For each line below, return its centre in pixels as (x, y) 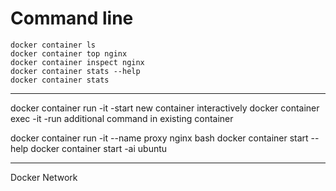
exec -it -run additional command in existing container (122, 118)
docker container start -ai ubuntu (99, 148)
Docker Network (44, 177)
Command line (72, 18)
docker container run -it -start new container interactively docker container (165, 108)
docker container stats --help (75, 71)
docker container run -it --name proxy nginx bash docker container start (159, 138)
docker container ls (53, 45)
